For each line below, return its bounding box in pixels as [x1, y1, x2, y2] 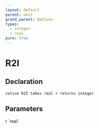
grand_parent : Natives [5, 17, 53, 22]
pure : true [5, 36, 28, 41]
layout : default [5, 7, 40, 13]
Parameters [5, 105, 43, 113]
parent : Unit [5, 12, 33, 17]
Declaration [5, 77, 43, 86]
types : [5, 21, 19, 27]
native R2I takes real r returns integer [5, 91, 94, 96]
